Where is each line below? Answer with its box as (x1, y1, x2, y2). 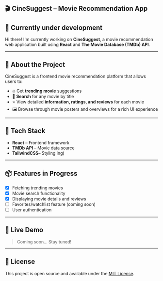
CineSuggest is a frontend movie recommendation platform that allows (5, 73, 147, 80)
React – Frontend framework (12, 140, 69, 145)
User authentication (12, 207, 52, 213)
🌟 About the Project (5, 60, 65, 69)
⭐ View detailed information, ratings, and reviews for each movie (12, 99, 145, 105)
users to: (5, 79, 23, 84)
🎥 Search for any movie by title (12, 94, 74, 100)
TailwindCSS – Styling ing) (12, 150, 65, 156)
